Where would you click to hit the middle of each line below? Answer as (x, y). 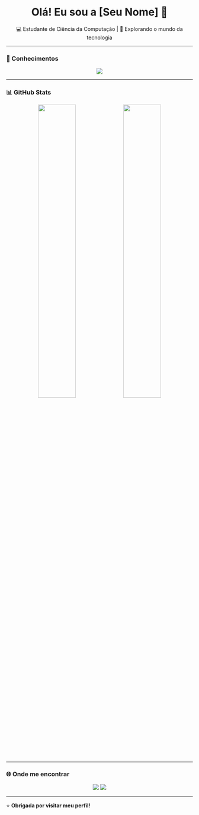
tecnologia (99, 37)
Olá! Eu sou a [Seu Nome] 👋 (99, 12)
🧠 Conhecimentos (32, 58)
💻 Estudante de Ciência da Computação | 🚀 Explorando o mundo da (99, 29)
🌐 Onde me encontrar (38, 774)
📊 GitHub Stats (29, 93)
